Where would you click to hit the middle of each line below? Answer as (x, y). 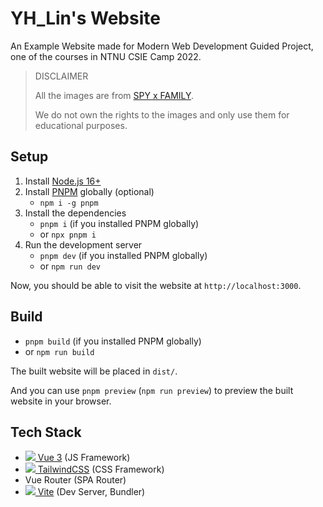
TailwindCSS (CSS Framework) (101, 469)
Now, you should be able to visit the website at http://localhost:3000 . (156, 285)
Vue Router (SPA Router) (75, 480)
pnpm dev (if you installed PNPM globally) (123, 255)
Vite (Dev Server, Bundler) (91, 492)
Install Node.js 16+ (63, 181)
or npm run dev (70, 266)
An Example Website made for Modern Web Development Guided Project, (162, 46)
